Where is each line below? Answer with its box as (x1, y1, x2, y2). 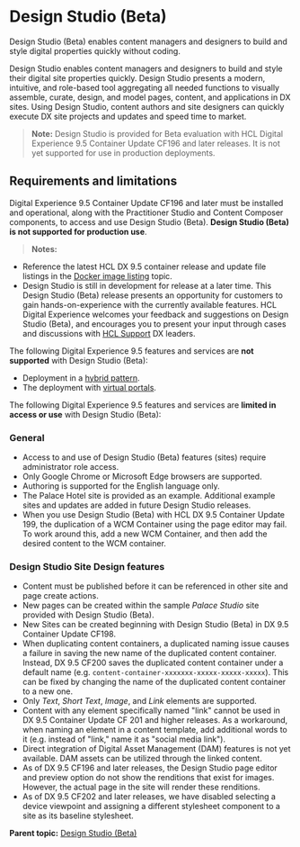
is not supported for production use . (9, 226, 147, 237)
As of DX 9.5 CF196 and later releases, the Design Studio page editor (22, 762, 278, 773)
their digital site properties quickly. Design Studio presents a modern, (9, 72, 266, 83)
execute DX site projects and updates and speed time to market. (9, 111, 247, 122)
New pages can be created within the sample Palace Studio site (22, 600, 260, 611)
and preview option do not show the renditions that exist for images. (22, 772, 275, 783)
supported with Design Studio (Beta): (9, 355, 148, 365)
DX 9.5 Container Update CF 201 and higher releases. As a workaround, (22, 715, 288, 725)
